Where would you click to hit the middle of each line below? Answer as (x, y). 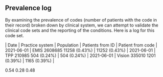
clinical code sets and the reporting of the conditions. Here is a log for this (80, 30)
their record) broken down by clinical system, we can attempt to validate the (82, 25)
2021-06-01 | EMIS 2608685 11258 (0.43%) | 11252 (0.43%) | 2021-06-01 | (80, 50)
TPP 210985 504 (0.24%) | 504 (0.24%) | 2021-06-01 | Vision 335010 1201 (80, 55)
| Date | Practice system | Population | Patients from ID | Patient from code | (81, 45)
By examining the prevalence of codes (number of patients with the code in (81, 20)
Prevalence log (28, 8)
